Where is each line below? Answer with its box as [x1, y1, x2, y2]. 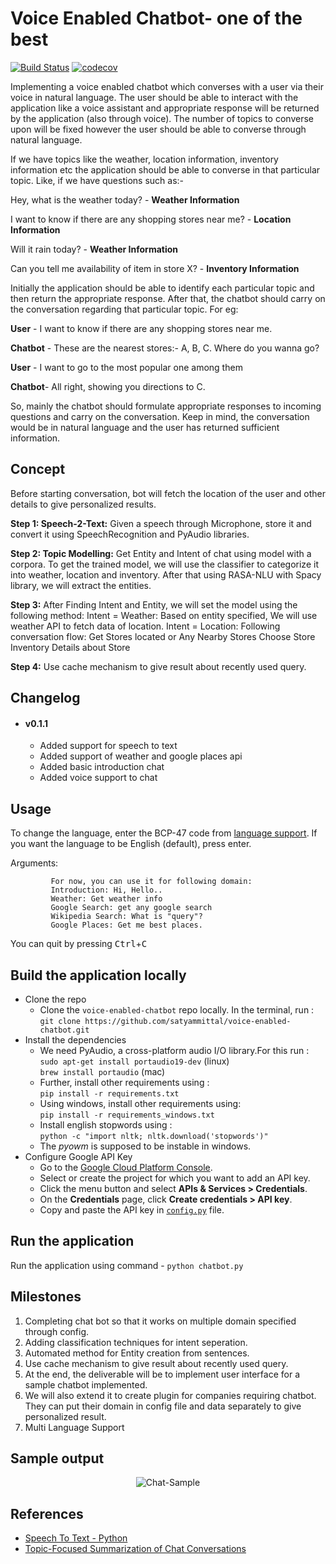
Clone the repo [24, 993, 87, 1005]
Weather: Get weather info [50, 894, 163, 904]
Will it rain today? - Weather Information [10, 243, 179, 255]
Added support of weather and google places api [39, 750, 243, 762]
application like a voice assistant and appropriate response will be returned [10, 102, 320, 114]
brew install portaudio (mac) [39, 1065, 166, 1077]
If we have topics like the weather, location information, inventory [10, 153, 279, 165]
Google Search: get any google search [50, 903, 213, 913]
